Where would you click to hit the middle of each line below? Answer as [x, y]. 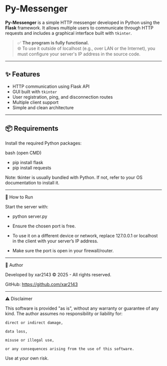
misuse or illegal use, [30, 340]
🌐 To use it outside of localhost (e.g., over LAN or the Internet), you [86, 48]
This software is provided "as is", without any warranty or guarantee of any [82, 308]
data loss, [16, 331]
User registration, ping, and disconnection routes [63, 97]
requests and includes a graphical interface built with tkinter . [69, 33]
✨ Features [23, 75]
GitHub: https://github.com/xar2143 [42, 284]
